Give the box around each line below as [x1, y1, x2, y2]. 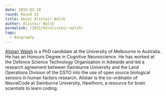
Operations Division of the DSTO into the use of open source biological [5, 69, 151, 75]
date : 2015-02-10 [5, 7, 41, 12]
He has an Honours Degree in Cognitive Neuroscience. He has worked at [5, 53, 155, 59]
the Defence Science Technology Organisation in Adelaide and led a [5, 59, 145, 65]
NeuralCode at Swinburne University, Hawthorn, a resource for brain [5, 80, 146, 86]
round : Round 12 [5, 12, 39, 17]
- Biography [9, 35, 35, 40]
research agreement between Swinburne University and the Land [5, 64, 139, 70]
